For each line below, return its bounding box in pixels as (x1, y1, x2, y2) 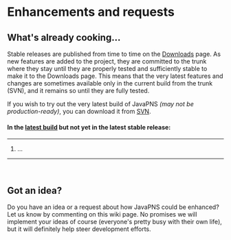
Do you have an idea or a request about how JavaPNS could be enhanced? (7, 203, 220, 211)
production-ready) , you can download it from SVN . (7, 108, 151, 115)
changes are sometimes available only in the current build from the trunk (7, 79, 213, 87)
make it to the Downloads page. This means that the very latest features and (7, 72, 223, 80)
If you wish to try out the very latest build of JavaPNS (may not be (7, 100, 194, 108)
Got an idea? (7, 184, 63, 197)
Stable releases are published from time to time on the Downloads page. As (7, 50, 221, 58)
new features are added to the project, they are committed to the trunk (7, 57, 207, 66)
